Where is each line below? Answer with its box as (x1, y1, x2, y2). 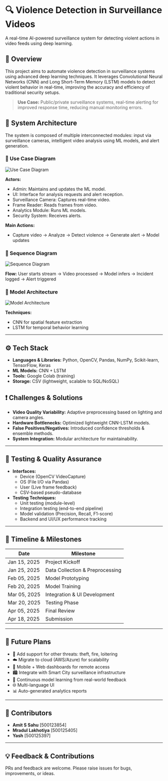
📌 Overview (5, 55, 42, 63)
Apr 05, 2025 (7, 607, 40, 614)
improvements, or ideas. (5, 770, 55, 776)
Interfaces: (12, 468, 36, 474)
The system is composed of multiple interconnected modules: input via (5, 132, 151, 138)
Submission (45, 615, 73, 622)
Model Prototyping (45, 574, 89, 581)
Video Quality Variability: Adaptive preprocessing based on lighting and (12, 409, 162, 415)
